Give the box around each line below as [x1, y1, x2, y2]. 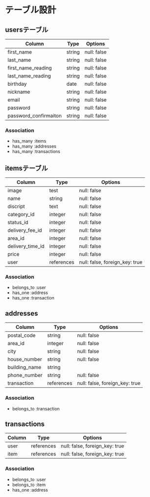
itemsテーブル [5, 164, 48, 172]
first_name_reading [7, 65, 52, 71]
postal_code [7, 332, 36, 339]
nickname [7, 89, 30, 95]
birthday [7, 80, 27, 87]
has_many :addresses [12, 143, 56, 149]
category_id [7, 211, 35, 218]
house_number [7, 356, 43, 363]
